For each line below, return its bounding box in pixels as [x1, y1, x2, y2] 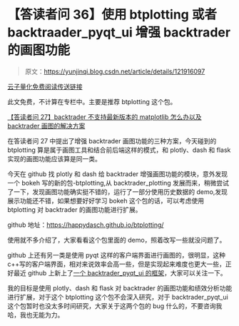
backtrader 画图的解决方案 [7, 121, 86, 130]
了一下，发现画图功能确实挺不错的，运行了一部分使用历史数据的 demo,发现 [7, 187, 228, 196]
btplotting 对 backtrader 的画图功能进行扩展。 [7, 205, 142, 214]
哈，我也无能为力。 [7, 310, 64, 319]
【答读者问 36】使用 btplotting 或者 [7, 6, 218, 23]
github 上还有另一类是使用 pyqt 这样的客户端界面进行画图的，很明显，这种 [7, 250, 226, 259]
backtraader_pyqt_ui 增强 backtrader [7, 24, 230, 41]
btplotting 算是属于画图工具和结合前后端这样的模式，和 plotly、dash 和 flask [7, 146, 231, 154]
